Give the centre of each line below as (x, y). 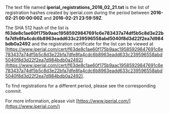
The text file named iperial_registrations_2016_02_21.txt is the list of (77, 7)
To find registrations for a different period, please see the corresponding (80, 86)
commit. (14, 91)
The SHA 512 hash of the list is (37, 28)
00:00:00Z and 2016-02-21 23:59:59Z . (61, 18)
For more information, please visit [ (42, 101)
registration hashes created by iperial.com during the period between (77, 13)
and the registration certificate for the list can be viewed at (93, 44)
